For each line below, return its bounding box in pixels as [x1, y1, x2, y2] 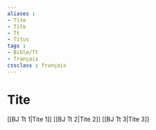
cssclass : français [7, 62, 67, 69]
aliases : [7, 10, 36, 17]
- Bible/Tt [7, 49, 39, 56]
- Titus [7, 36, 30, 43]
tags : [7, 42, 26, 49]
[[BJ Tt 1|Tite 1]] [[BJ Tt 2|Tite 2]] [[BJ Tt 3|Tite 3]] [7, 115, 150, 123]
